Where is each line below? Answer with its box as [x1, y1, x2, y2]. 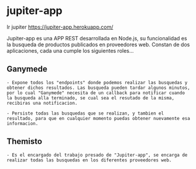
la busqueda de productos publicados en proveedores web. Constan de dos [6, 41, 190, 48]
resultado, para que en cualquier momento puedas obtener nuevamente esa [6, 115, 191, 121]
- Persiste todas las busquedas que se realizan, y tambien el [6, 110, 164, 116]
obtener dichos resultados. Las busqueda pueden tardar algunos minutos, [6, 85, 191, 91]
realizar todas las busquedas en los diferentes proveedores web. [6, 157, 172, 163]
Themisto [6, 136, 43, 147]
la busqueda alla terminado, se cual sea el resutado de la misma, [6, 95, 175, 101]
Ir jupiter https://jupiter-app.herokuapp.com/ [6, 23, 114, 30]
